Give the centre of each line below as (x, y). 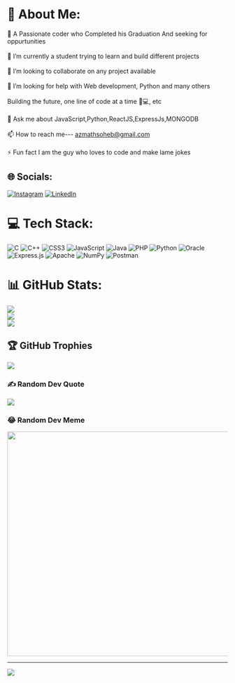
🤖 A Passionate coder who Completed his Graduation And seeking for (107, 34)
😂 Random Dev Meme (46, 420)
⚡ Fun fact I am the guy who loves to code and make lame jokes (99, 152)
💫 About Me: (44, 14)
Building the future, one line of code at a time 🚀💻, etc (85, 101)
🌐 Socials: (30, 177)
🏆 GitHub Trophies (50, 346)
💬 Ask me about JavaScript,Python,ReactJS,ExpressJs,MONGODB (103, 119)
